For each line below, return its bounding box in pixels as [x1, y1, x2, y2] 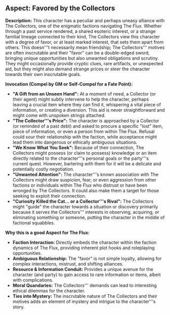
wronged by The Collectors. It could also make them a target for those [12, 187, 159, 194]
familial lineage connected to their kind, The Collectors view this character [5, 33, 160, 39]
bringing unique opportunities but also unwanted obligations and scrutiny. [5, 55, 159, 61]
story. [12, 303, 25, 310]
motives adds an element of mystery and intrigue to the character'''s [12, 298, 156, 304]
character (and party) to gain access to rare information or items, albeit [12, 272, 161, 278]
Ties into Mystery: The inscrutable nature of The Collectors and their [12, 293, 158, 299]
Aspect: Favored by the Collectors [5, 4, 115, 13]
